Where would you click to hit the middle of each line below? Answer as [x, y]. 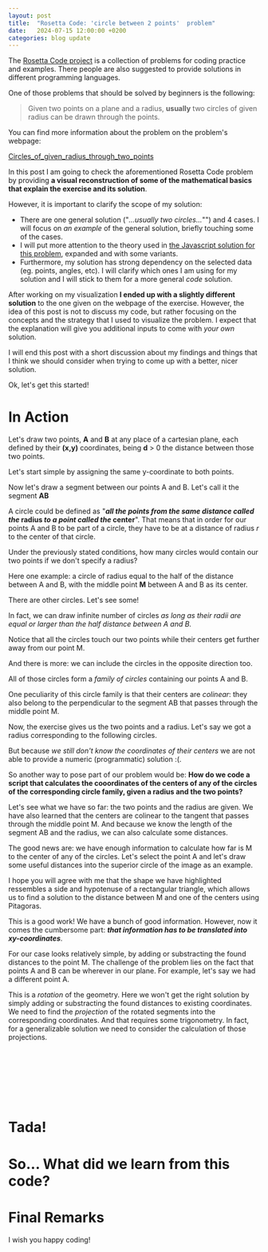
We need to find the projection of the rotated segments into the [112, 1012]
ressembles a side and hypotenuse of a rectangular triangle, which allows [129, 889]
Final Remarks [57, 1217]
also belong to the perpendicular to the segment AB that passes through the [133, 703]
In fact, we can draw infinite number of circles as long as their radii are [125, 616]
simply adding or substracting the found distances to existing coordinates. [130, 1004]
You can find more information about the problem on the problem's [118, 133]
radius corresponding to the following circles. [83, 735]
